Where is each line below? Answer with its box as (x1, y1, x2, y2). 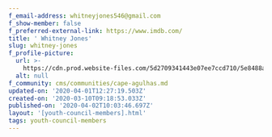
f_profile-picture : (8, 49, 74, 57)
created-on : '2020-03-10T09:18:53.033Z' (8, 94, 147, 102)
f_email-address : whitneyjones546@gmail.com (8, 11, 161, 20)
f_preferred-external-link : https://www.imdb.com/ (8, 27, 183, 35)
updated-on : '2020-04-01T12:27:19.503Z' (8, 86, 147, 95)
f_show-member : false (8, 19, 82, 27)
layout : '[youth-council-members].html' (8, 110, 147, 118)
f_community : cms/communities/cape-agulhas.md (8, 79, 168, 87)
